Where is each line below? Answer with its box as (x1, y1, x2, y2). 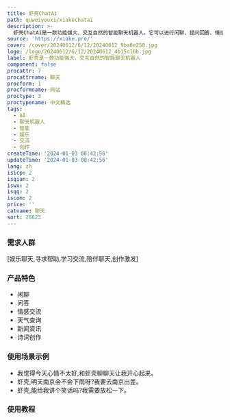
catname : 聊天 (7, 208, 46, 214)
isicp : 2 (7, 169, 32, 176)
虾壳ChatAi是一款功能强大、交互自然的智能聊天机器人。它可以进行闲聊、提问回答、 (13, 29, 216, 36)
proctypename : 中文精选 (7, 99, 71, 106)
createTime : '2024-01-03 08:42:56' (7, 150, 109, 158)
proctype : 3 (7, 93, 41, 100)
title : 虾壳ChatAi (7, 10, 57, 17)
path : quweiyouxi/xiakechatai (7, 16, 94, 23)
